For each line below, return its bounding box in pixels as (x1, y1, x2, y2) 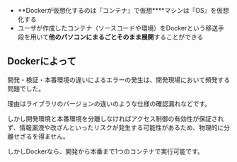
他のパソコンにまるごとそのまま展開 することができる (48, 33, 204, 41)
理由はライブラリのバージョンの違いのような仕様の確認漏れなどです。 (7, 99, 212, 108)
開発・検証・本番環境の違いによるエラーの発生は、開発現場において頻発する (7, 75, 231, 83)
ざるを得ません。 (19, 132, 69, 140)
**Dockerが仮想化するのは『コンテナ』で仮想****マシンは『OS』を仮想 (17, 6, 229, 14)
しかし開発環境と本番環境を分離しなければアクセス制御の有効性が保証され (7, 114, 224, 122)
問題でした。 (7, 84, 45, 93)
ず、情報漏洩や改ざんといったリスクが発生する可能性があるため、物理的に (7, 123, 224, 132)
